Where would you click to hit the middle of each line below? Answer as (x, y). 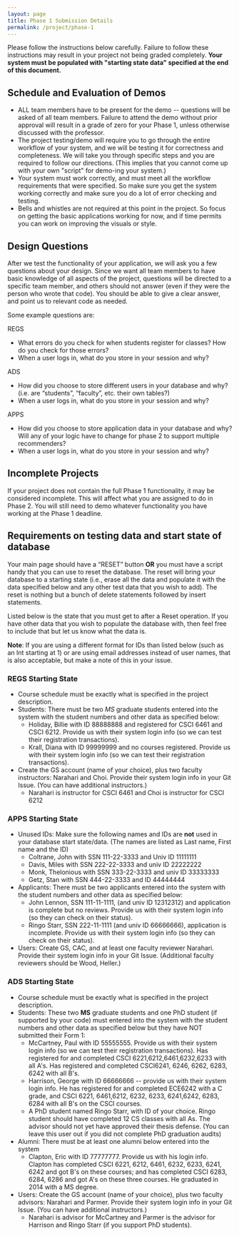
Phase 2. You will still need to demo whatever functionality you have (107, 506)
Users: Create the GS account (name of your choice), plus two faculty (120, 1194)
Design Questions (48, 246)
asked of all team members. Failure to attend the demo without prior (117, 118)
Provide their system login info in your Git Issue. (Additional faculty (116, 956)
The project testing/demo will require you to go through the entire (114, 141)
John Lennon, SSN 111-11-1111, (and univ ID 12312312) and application (129, 903)
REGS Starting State (43, 679)
